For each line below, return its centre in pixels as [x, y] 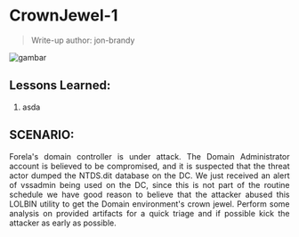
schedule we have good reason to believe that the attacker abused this [149, 194]
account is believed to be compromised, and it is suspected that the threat [149, 166]
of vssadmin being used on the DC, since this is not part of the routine [149, 184]
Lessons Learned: [60, 86]
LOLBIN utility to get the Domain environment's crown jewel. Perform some [149, 204]
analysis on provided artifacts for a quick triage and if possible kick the [149, 213]
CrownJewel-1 [64, 16]
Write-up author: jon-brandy [83, 40]
